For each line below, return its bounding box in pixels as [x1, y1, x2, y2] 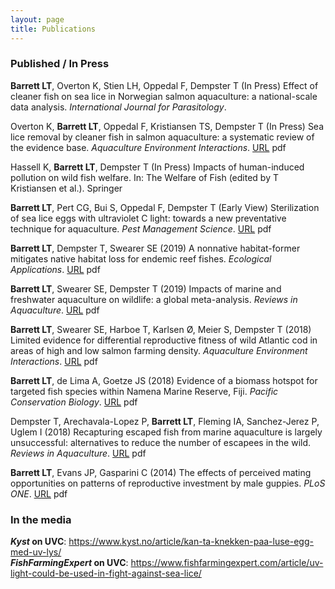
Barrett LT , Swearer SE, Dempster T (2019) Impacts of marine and [10, 282, 282, 295]
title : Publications [10, 24, 97, 34]
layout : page [10, 14, 65, 25]
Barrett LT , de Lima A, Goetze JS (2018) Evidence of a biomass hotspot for [10, 374, 318, 386]
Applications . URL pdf [10, 263, 101, 275]
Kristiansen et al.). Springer [10, 182, 123, 194]
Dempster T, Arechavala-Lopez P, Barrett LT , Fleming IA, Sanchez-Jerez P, [10, 415, 320, 427]
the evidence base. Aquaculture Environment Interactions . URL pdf [10, 141, 287, 153]
